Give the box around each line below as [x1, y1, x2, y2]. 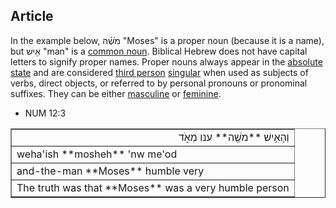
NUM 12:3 [24, 107, 67, 119]
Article [10, 8, 54, 25]
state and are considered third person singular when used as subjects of [10, 66, 309, 78]
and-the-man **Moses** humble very [16, 164, 205, 178]
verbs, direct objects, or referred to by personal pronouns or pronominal [10, 77, 308, 89]
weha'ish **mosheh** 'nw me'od [16, 147, 178, 161]
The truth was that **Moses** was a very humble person [16, 180, 290, 194]
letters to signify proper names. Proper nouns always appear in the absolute [10, 55, 323, 68]
